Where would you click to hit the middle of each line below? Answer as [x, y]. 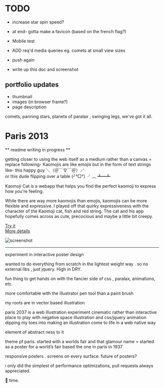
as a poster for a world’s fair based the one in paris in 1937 [64, 346]
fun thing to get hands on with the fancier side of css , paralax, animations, [80, 279]
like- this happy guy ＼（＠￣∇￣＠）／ [45, 170]
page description [29, 107]
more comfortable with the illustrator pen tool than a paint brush [69, 293]
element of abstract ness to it [35, 332]
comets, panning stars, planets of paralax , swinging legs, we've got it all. [79, 116]
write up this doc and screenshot [45, 69]
